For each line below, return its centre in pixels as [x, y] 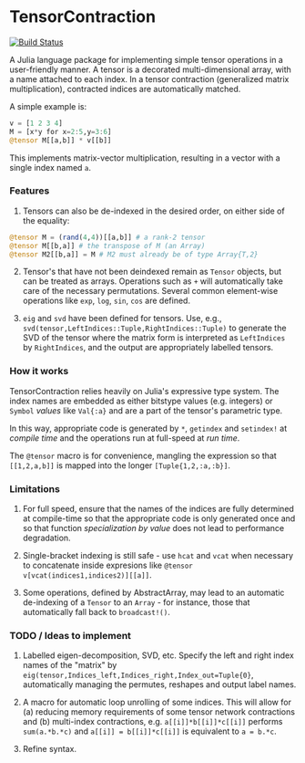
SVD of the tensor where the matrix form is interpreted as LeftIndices [154, 338]
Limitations [35, 488]
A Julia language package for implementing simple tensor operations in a [147, 59]
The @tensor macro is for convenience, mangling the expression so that [143, 455]
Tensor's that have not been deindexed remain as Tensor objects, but [152, 272]
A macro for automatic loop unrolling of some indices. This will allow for [157, 702]
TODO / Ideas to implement [71, 636]
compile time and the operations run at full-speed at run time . [125, 438]
